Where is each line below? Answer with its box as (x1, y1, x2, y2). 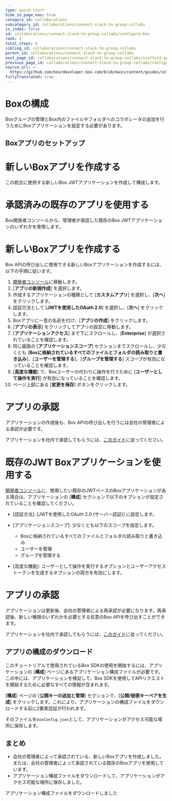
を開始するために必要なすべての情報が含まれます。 (5, 681, 113, 688)
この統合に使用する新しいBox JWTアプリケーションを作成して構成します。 (5, 179, 163, 185)
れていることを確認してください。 (5, 500, 77, 506)
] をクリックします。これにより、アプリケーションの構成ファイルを (10, 699, 151, 705)
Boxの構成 (5, 98, 49, 110)
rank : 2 (5, 36, 22, 42)
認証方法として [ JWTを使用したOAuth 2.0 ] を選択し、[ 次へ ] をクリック (12, 304, 163, 311)
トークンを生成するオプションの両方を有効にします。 (12, 569, 125, 576)
